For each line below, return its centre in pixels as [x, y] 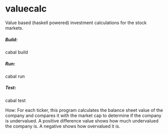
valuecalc [26, 9]
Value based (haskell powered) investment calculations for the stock [76, 23]
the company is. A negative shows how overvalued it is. [63, 126]
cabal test [16, 100]
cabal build [17, 52]
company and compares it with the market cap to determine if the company [83, 115]
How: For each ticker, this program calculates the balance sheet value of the [84, 110]
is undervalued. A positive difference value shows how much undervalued [82, 120]
